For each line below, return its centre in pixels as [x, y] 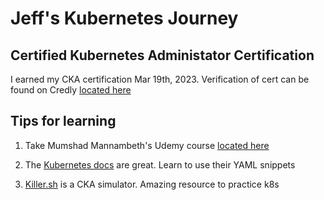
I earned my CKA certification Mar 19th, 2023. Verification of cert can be [160, 79]
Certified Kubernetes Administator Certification [162, 55]
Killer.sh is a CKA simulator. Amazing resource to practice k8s [152, 184]
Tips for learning [63, 121]
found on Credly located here [71, 90]
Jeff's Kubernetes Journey [124, 18]
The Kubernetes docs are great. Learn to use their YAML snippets [160, 164]
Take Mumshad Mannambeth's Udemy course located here [147, 145]
